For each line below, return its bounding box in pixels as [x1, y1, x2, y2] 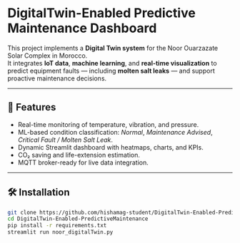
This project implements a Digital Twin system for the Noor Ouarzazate [7, 43, 219, 52]
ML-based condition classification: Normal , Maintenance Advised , [17, 128, 213, 136]
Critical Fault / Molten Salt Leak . [17, 135, 113, 144]
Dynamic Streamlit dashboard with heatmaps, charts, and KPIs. [17, 143, 204, 151]
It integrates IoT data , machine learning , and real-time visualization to [7, 58, 217, 67]
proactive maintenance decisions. [7, 73, 107, 83]
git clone [7, 209, 37, 216]
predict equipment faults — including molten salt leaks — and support [7, 66, 216, 75]
